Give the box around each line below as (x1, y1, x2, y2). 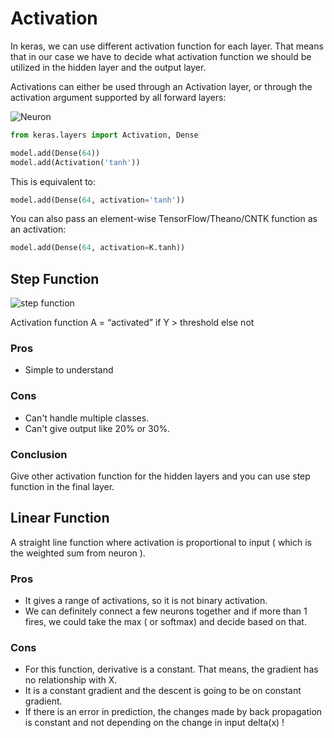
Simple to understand (24, 364, 114, 376)
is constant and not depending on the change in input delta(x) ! (24, 717, 285, 729)
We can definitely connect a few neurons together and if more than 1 (24, 605, 308, 617)
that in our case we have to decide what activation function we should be (10, 50, 312, 62)
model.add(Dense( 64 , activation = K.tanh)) (10, 243, 186, 253)
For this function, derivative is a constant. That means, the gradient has (24, 663, 319, 676)
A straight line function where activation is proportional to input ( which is (10, 536, 313, 548)
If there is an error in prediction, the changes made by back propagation (24, 706, 323, 718)
